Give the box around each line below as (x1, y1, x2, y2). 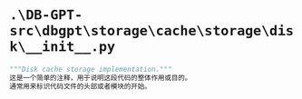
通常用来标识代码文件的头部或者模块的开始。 (9, 82, 151, 91)
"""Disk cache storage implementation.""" (9, 64, 172, 74)
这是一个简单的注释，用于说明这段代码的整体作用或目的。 (9, 73, 192, 83)
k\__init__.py (9, 38, 116, 55)
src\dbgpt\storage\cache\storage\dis (9, 23, 295, 40)
